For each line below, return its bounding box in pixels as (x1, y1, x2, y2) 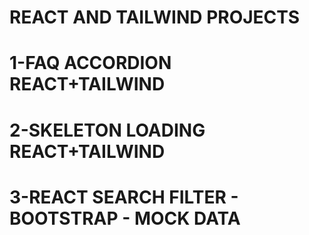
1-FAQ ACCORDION (9, 52, 172, 75)
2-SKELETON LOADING (9, 119, 206, 141)
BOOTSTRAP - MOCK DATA (9, 207, 241, 230)
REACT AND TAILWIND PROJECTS (9, 6, 301, 29)
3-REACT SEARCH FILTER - (9, 186, 239, 208)
